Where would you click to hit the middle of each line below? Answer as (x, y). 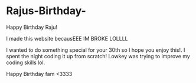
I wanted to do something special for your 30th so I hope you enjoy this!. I (96, 50)
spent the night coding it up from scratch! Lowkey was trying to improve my (98, 56)
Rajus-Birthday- (46, 11)
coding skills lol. (26, 62)
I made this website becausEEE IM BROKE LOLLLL (67, 38)
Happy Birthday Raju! (32, 27)
